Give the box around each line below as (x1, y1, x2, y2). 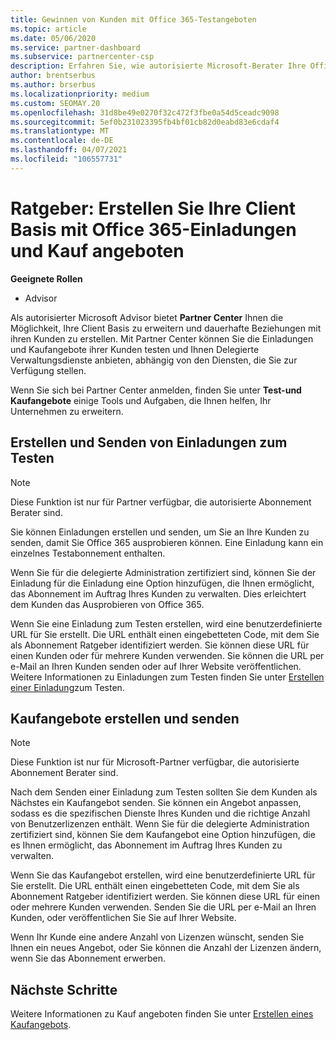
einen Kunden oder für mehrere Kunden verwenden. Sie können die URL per (10, 649, 325, 661)
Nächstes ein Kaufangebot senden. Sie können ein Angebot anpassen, (10, 797, 302, 809)
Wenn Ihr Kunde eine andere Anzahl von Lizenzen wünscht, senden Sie (10, 931, 305, 943)
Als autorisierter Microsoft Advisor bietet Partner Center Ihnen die (10, 311, 284, 323)
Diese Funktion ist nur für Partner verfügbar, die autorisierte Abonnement (10, 496, 312, 508)
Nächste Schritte (10, 981, 118, 998)
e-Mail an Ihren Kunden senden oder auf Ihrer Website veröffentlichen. (10, 660, 302, 672)
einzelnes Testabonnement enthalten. (10, 547, 166, 559)
